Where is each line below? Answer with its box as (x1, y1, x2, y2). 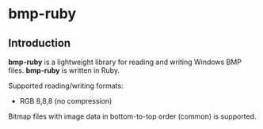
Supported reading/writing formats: (8, 81, 124, 90)
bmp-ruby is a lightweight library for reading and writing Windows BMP (8, 57, 242, 66)
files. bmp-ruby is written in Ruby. (8, 66, 120, 75)
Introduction (8, 36, 71, 50)
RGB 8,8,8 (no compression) (19, 97, 112, 105)
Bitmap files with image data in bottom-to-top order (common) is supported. (8, 112, 257, 121)
